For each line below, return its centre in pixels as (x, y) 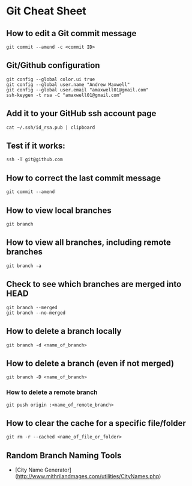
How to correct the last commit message (83, 178)
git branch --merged (32, 307)
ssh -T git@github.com (34, 160)
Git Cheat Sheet (46, 11)
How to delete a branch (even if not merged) (90, 363)
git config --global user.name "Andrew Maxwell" (68, 85)
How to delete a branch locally (64, 331)
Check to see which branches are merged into (94, 284)
